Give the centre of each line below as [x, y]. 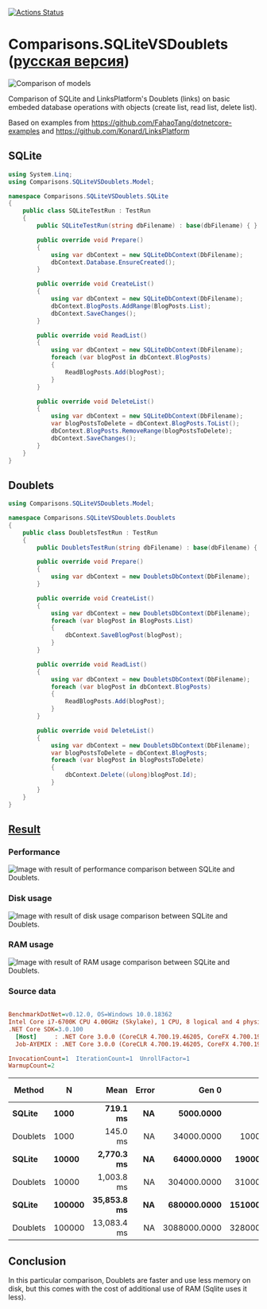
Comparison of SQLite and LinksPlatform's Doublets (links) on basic [119, 99]
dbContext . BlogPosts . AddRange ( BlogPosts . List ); [131, 306]
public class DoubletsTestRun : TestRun [90, 533]
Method [29, 1090]
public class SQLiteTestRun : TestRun [87, 211]
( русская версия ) [69, 62]
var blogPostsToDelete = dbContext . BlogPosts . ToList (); [145, 424]
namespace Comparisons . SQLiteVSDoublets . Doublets [92, 518]
